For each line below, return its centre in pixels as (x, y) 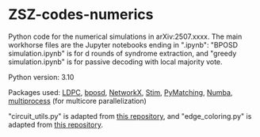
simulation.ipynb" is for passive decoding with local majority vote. (116, 62)
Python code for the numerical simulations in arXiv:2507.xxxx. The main (125, 36)
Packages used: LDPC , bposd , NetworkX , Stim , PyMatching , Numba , (120, 92)
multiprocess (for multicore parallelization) (77, 101)
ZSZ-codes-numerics (81, 15)
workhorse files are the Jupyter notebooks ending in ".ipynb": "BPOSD (123, 44)
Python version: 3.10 (41, 77)
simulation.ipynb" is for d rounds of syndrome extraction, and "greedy (122, 53)
